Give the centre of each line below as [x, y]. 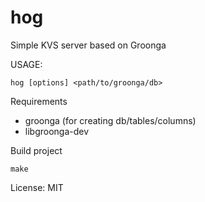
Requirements [39, 101]
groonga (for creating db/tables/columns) [110, 120]
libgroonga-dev [57, 131]
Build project [36, 150]
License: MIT [37, 187]
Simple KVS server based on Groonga [88, 45]
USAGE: [26, 64]
